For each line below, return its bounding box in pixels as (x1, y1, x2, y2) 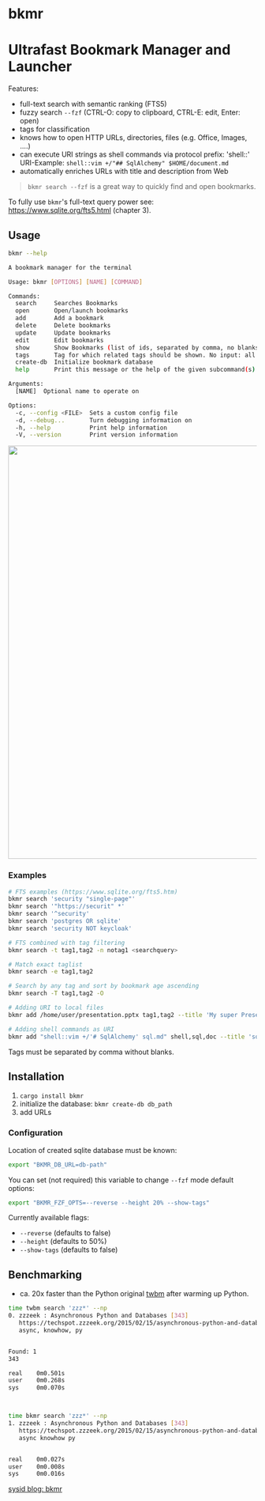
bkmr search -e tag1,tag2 (8, 968, 93, 976)
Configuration (8, 1128, 63, 1139)
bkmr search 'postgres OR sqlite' (8, 917, 122, 925)
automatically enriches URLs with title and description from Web (19, 167, 229, 176)
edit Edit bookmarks (15, 336, 104, 344)
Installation (8, 1070, 65, 1083)
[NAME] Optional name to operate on (15, 388, 140, 395)
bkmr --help (8, 249, 47, 257)
